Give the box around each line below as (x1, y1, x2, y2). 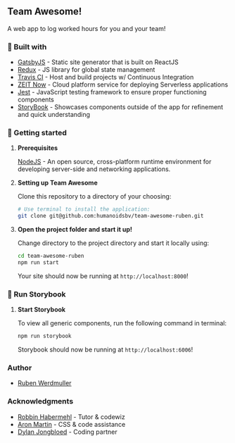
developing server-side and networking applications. (17, 165, 171, 173)
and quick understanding (17, 111, 90, 119)
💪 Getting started (7, 128, 67, 138)
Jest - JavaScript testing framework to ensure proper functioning (17, 88, 207, 96)
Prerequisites (17, 144, 58, 152)
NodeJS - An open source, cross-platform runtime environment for (17, 158, 212, 166)
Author (7, 363, 32, 373)
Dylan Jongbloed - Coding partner (17, 428, 118, 436)
